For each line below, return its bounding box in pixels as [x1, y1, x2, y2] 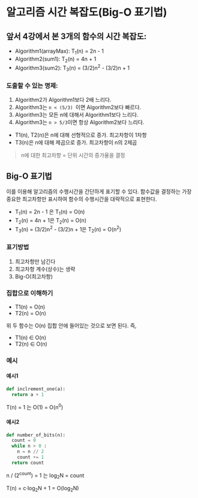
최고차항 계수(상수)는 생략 [14, 265, 76, 273]
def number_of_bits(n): [6, 432, 66, 438]
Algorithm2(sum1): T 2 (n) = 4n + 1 [14, 55, 97, 64]
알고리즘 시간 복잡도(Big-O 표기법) [6, 5, 167, 19]
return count [11, 460, 44, 466]
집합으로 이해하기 [6, 289, 53, 297]
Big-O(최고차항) [14, 273, 53, 280]
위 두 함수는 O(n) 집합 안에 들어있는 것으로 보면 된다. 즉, [6, 322, 137, 329]
